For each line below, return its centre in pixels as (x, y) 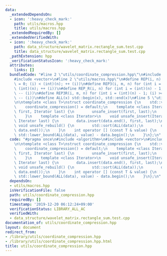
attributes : (22, 65)
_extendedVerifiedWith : (34, 38)
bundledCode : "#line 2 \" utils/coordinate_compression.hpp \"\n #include (85, 75)
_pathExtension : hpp (31, 56)
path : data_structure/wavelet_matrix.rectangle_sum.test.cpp (79, 47)
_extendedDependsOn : (31, 14)
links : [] (24, 70)
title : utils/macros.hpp (40, 28)
